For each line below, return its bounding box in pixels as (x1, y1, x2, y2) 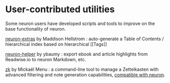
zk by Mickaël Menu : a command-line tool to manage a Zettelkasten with (5, 66, 159, 72)
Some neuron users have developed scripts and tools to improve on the (5, 20, 155, 26)
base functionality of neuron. (5, 25, 66, 32)
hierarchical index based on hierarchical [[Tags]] (5, 41, 107, 47)
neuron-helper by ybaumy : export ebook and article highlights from (5, 51, 148, 57)
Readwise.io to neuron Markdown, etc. (5, 56, 87, 62)
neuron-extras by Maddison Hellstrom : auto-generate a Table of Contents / (5, 36, 164, 42)
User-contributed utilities (5, 4, 115, 15)
